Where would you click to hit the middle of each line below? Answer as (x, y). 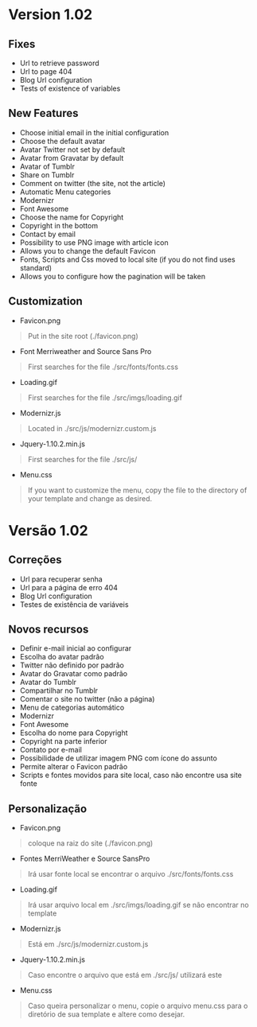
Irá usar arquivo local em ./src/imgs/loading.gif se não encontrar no (138, 905)
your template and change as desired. (90, 498)
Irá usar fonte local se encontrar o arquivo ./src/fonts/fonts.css (130, 874)
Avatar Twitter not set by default (72, 150)
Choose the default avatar (62, 141)
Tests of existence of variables (70, 88)
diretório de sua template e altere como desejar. (106, 1014)
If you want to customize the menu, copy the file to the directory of (137, 490)
